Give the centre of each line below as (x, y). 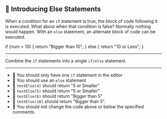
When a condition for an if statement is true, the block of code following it (82, 21)
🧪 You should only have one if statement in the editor (67, 75)
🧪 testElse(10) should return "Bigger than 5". (59, 101)
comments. (24, 112)
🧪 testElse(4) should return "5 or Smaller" (56, 85)
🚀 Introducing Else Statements (53, 9)
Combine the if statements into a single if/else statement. (66, 60)
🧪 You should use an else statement (49, 80)
